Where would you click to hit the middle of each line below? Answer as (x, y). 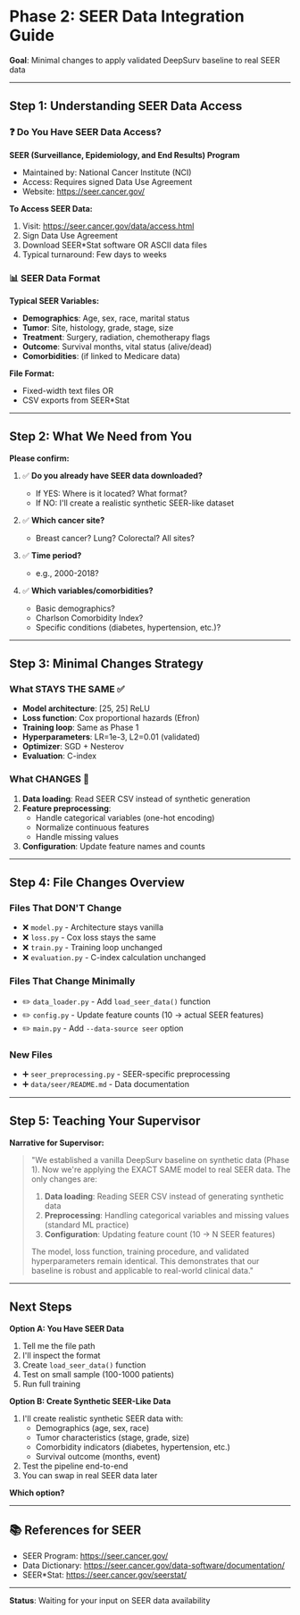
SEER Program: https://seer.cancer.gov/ (95, 1556)
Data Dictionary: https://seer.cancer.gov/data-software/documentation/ (154, 1566)
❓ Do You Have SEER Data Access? (86, 132)
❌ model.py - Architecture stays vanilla (92, 927)
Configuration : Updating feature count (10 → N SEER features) (160, 1234)
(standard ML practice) (87, 1225)
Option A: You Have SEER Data (67, 1328)
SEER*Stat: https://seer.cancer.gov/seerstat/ (104, 1575)
